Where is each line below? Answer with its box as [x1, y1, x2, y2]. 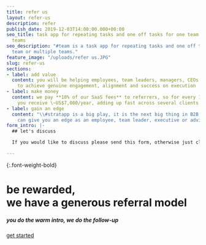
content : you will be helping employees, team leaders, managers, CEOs [12, 77, 199, 83]
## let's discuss [12, 128, 56, 134]
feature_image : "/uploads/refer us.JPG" [6, 54, 112, 60]
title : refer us [6, 9, 48, 15]
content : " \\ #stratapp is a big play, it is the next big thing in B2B [12, 111, 199, 117]
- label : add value [6, 71, 56, 78]
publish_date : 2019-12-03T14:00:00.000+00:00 [6, 26, 124, 32]
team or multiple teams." [12, 49, 78, 55]
